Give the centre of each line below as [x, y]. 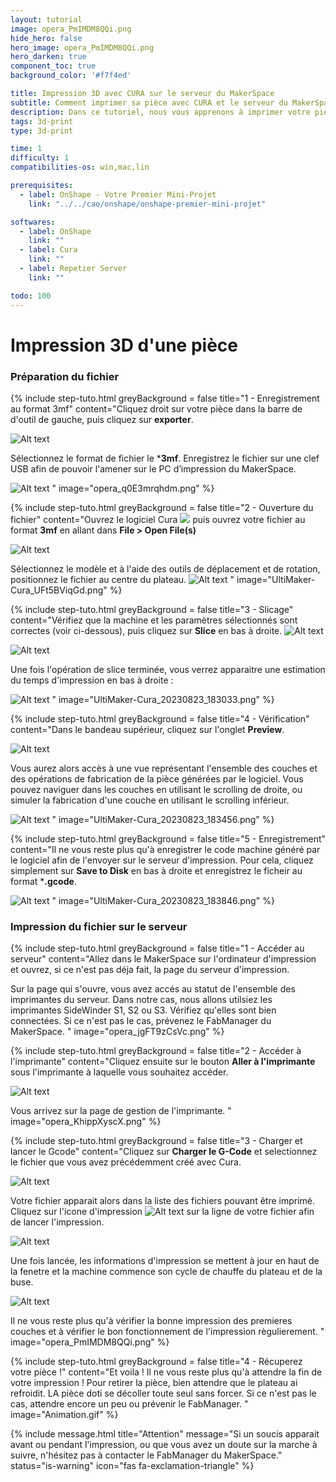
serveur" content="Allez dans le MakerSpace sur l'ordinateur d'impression [163, 959]
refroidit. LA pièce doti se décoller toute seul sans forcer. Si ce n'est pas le [163, 1393]
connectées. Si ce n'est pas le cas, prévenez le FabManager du [141, 1021]
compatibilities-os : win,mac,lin [80, 167]
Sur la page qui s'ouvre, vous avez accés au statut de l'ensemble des [153, 989]
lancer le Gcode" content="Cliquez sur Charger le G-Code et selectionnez [164, 1152]
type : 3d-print [42, 131]
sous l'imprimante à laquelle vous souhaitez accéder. [119, 1072]
